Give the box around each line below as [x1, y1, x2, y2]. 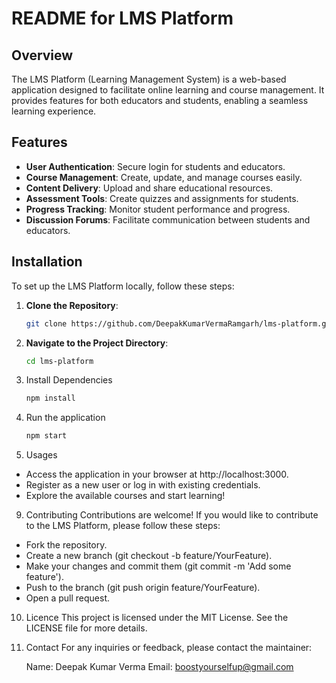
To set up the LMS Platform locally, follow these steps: [11, 280, 235, 292]
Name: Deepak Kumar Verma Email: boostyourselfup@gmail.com [25, 661, 294, 673]
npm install [25, 393, 76, 404]
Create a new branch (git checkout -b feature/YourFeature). [25, 550, 273, 562]
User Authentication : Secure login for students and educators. [25, 160, 286, 172]
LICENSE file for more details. [25, 622, 148, 634]
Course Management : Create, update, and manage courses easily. [25, 171, 303, 183]
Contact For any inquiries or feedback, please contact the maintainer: [25, 642, 313, 654]
